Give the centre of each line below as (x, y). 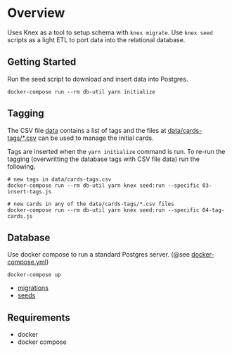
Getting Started (42, 62)
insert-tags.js (30, 191)
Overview (36, 13)
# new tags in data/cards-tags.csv (59, 179)
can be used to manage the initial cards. (96, 138)
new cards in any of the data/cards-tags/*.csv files (94, 204)
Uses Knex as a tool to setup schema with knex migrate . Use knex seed (110, 32)
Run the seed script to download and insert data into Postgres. (98, 79)
